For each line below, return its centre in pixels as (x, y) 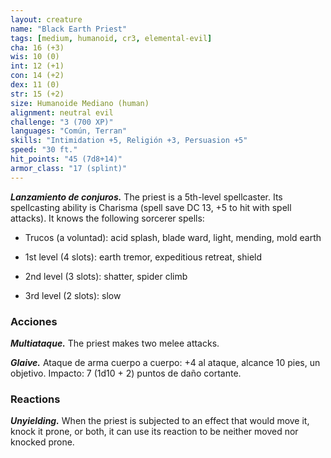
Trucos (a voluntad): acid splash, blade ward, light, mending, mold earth (173, 237)
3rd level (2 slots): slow (73, 295)
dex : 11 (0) (35, 85)
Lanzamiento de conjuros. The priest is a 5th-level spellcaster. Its (146, 197)
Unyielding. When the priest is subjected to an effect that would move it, (160, 421)
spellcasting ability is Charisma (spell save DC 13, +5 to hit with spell (151, 207)
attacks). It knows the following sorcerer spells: (107, 218)
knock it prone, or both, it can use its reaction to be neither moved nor (154, 432)
